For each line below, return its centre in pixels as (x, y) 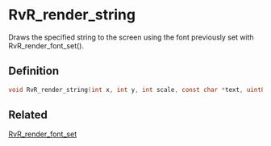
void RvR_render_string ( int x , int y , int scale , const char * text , (126, 90)
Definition (33, 71)
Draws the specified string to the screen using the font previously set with (131, 37)
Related (28, 115)
